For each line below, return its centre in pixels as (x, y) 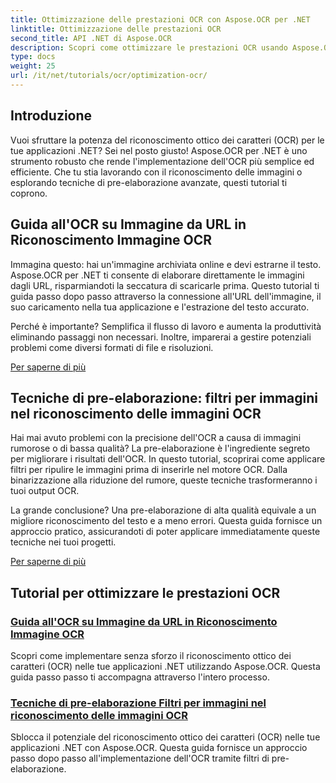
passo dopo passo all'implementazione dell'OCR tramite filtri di (140, 758)
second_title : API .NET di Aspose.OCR (91, 38)
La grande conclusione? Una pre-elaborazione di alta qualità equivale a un (163, 510)
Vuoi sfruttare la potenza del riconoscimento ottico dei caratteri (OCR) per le (167, 140)
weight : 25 (33, 66)
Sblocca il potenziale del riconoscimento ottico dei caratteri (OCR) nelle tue (165, 737)
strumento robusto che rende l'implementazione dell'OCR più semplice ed (162, 161)
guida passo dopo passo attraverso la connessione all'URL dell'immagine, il (166, 296)
